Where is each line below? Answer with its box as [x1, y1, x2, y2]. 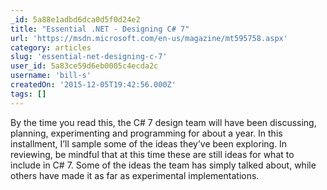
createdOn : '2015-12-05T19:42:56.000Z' [10, 80, 177, 90]
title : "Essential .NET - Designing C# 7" [10, 24, 190, 34]
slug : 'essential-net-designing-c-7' [10, 52, 168, 62]
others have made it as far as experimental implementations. [10, 169, 260, 181]
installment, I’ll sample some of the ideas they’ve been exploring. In [10, 137, 288, 150]
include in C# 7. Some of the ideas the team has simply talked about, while [10, 159, 317, 171]
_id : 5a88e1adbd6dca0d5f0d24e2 [10, 14, 141, 25]
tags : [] [10, 89, 47, 99]
